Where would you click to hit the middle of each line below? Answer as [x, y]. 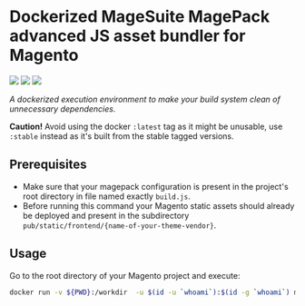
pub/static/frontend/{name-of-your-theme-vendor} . [119, 225]
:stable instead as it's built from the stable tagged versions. [122, 136]
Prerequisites [48, 165]
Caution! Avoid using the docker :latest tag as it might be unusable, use [146, 126]
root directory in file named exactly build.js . [106, 196]
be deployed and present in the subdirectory [106, 215]
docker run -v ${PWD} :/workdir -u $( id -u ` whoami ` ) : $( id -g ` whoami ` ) [150, 292]
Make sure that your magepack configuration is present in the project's [155, 186]
